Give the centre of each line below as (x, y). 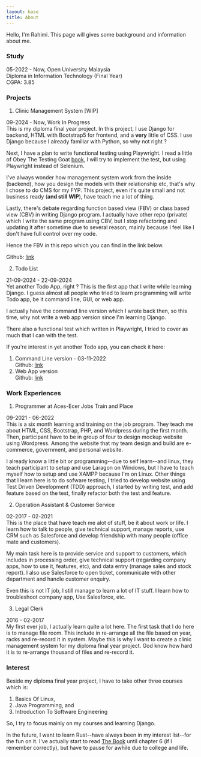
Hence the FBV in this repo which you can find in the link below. (85, 245)
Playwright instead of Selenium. (46, 166)
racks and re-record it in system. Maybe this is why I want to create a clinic (99, 639)
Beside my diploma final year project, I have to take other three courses (94, 681)
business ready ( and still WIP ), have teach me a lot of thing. (80, 197)
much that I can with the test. (42, 335)
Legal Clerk (29, 609)
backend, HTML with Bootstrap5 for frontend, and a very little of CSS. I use (99, 135)
